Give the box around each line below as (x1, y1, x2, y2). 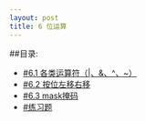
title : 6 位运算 (9, 22, 68, 31)
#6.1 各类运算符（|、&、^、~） (22, 67, 137, 78)
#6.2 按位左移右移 (22, 78, 91, 89)
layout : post (9, 13, 59, 23)
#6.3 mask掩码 (22, 90, 79, 101)
